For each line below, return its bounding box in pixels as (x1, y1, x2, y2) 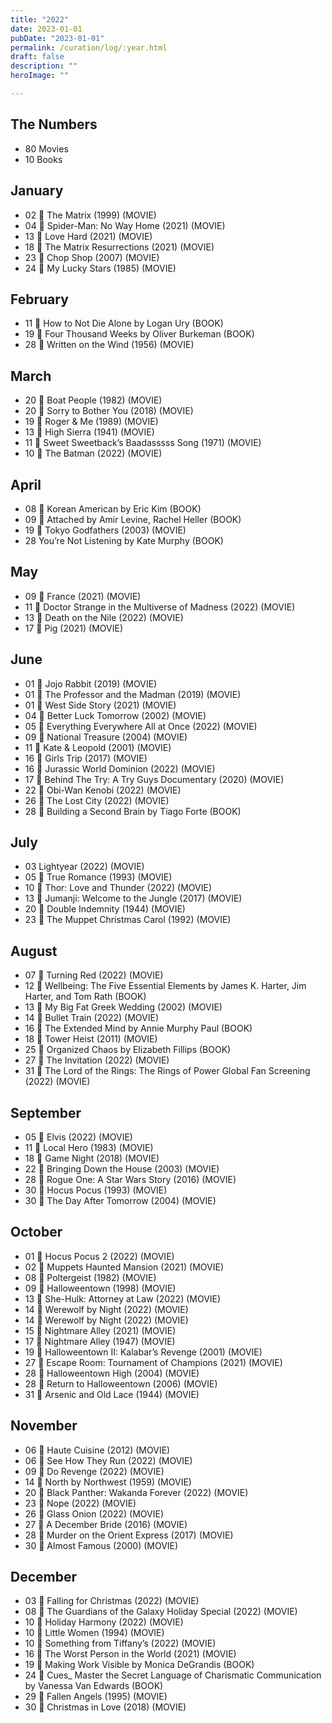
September (10, 1104, 82, 1121)
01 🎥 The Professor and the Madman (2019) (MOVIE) (24, 688, 242, 700)
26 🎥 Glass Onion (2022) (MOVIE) (24, 1507, 164, 1520)
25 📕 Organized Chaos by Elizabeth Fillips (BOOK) (24, 1044, 232, 1056)
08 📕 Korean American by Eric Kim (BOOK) (24, 502, 202, 515)
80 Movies (24, 142, 69, 155)
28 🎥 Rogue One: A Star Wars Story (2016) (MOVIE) (24, 1174, 237, 1185)
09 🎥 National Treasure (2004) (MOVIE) (24, 731, 188, 743)
